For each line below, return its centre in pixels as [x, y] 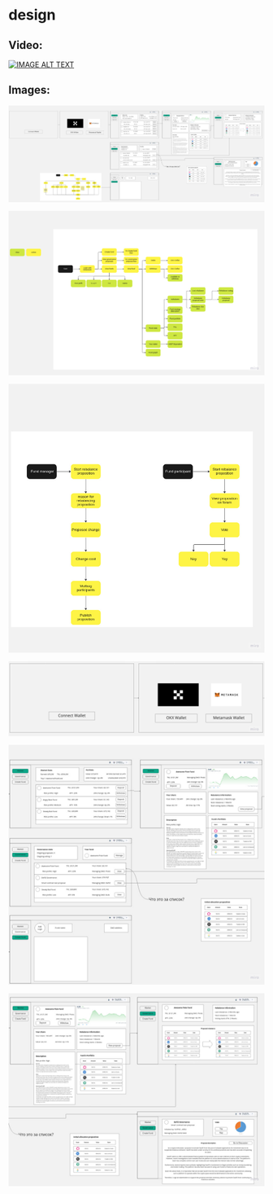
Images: [29, 90]
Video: [26, 45]
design [32, 15]
